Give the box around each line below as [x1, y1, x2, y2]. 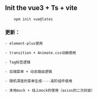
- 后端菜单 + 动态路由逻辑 [5, 69, 52, 74]
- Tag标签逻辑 [5, 60, 31, 65]
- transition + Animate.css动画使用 [5, 50, 76, 55]
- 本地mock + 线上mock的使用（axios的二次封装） [5, 88, 95, 93]
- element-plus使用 [5, 41, 43, 46]
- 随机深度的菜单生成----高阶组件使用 [5, 79, 73, 84]
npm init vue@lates [14, 16, 53, 21]
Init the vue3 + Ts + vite [5, 4, 78, 12]
